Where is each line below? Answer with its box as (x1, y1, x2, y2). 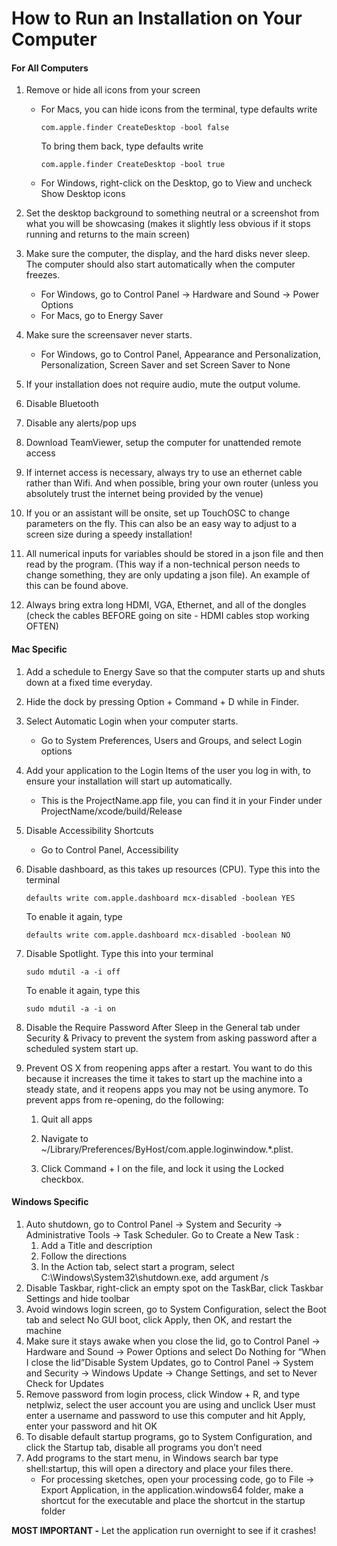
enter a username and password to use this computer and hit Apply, (25, 1409, 306, 1421)
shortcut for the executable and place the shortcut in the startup (40, 1494, 306, 1506)
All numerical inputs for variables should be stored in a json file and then (25, 548, 324, 560)
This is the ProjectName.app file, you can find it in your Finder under (40, 794, 323, 806)
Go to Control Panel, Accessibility (40, 843, 179, 856)
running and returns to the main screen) (25, 228, 191, 241)
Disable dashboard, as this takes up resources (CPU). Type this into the (25, 863, 321, 875)
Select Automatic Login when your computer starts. (25, 715, 239, 727)
